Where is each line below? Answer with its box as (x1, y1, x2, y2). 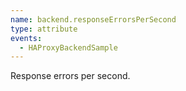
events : (10, 33, 43, 43)
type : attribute (10, 24, 78, 34)
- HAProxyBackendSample (19, 42, 118, 53)
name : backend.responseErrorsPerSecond (10, 14, 177, 25)
